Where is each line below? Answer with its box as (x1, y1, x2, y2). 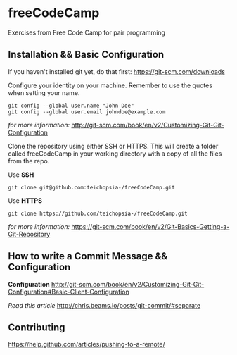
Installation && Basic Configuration (8, 49, 165, 61)
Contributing (8, 321, 65, 333)
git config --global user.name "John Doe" (8, 102, 134, 109)
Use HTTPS (8, 196, 43, 205)
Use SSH (8, 170, 34, 179)
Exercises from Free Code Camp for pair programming (8, 28, 166, 37)
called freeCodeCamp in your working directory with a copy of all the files (8, 149, 222, 158)
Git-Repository (8, 230, 51, 238)
